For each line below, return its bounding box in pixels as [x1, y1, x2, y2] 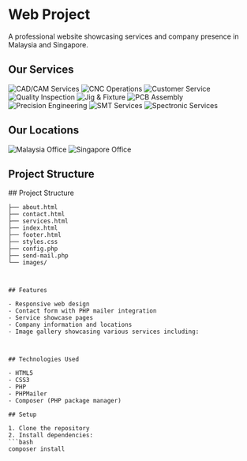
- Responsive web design [8, 300, 90, 309]
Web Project [8, 6, 91, 24]
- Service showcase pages [8, 314, 93, 322]
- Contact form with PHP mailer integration [8, 307, 157, 315]
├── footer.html [8, 231, 62, 239]
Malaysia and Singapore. [8, 39, 88, 49]
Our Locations [8, 124, 80, 137]
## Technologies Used [8, 355, 80, 364]
